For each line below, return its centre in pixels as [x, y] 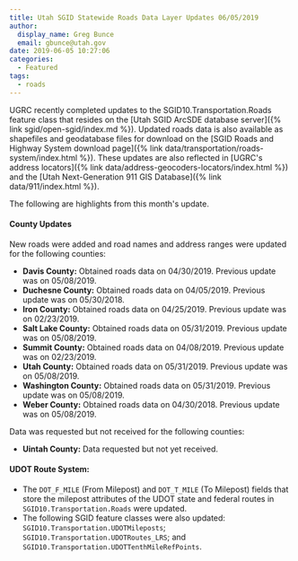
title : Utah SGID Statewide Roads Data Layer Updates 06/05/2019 [134, 18]
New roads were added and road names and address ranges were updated [148, 244]
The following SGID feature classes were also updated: [124, 518]
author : [24, 26]
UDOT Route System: [49, 469]
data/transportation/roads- [215, 148]
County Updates [40, 224]
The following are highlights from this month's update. [109, 204]
